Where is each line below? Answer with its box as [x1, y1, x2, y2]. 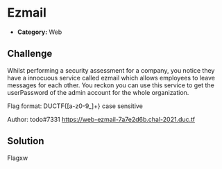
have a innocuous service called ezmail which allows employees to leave [7, 73, 215, 82]
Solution [7, 135, 44, 147]
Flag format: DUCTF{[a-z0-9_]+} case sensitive [7, 102, 144, 110]
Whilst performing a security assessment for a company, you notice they [7, 66, 215, 74]
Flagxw [7, 154, 28, 162]
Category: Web [17, 28, 62, 36]
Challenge [7, 48, 53, 60]
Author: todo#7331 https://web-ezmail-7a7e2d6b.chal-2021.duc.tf [7, 115, 196, 123]
